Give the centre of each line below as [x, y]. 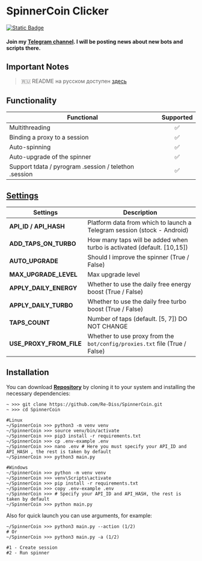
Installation [28, 372]
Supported [177, 117]
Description [140, 212]
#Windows [17, 467]
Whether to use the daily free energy [139, 284]
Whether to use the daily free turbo [137, 301]
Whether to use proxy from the [131, 336]
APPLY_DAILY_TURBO [41, 305]
